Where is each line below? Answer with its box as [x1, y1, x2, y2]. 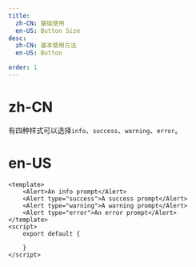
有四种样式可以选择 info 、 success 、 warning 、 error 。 [8, 125, 182, 135]
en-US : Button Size [15, 26, 81, 34]
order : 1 [8, 63, 38, 72]
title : [8, 11, 30, 20]
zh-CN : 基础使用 [15, 19, 66, 27]
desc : [8, 34, 26, 42]
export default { [22, 229, 81, 237]
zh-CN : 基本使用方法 [15, 42, 77, 50]
